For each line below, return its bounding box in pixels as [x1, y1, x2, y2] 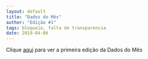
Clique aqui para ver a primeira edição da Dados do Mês [6, 46, 143, 53]
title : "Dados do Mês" [6, 14, 62, 20]
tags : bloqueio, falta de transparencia [6, 25, 107, 31]
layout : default [6, 8, 46, 15]
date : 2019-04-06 [6, 30, 49, 36]
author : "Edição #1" [6, 19, 57, 25]
